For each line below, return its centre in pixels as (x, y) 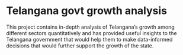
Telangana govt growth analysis (87, 11)
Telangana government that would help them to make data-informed (89, 39)
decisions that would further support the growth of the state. (80, 46)
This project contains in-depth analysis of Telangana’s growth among (90, 27)
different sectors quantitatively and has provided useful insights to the (91, 33)
